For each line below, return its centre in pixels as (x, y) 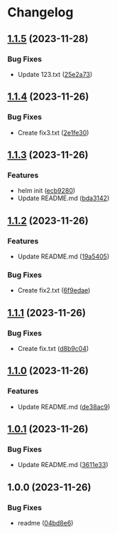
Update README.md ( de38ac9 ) (64, 407)
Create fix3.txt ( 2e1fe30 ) (53, 132)
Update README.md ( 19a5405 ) (63, 256)
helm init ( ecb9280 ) (46, 191)
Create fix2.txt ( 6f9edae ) (54, 290)
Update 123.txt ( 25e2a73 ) (55, 74)
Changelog (40, 12)
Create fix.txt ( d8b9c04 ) (53, 348)
